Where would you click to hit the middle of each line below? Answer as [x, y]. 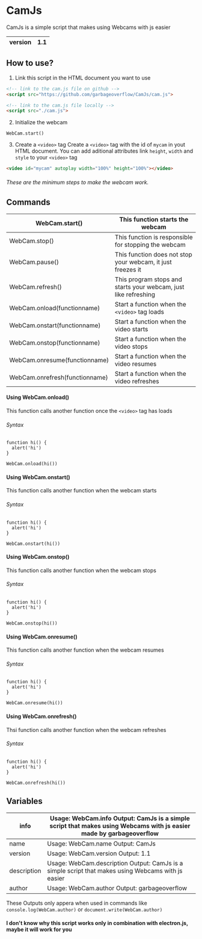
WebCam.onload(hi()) [32, 464]
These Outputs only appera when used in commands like [77, 903]
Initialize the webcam [41, 123]
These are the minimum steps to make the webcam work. [78, 182]
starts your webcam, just [149, 287]
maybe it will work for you [39, 929]
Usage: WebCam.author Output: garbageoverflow [117, 888]
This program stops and [148, 279]
